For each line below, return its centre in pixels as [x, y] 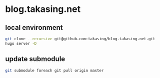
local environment [34, 28]
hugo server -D [21, 43]
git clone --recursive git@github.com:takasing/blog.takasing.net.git [80, 39]
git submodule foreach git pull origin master [54, 71]
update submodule [35, 59]
